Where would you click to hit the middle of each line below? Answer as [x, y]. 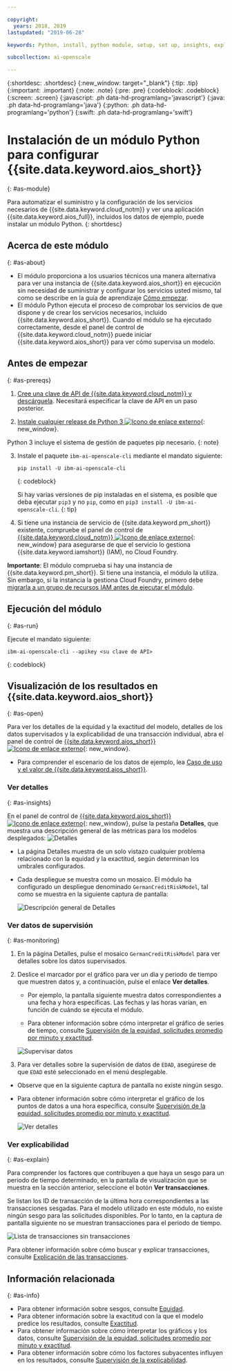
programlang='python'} [40, 113]
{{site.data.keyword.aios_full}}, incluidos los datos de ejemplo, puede [106, 217]
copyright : [23, 19]
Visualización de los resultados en [83, 686]
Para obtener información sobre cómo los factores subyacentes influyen [120, 1353]
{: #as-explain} [28, 1160]
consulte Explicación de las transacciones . [68, 1257]
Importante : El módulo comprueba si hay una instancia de [90, 565]
